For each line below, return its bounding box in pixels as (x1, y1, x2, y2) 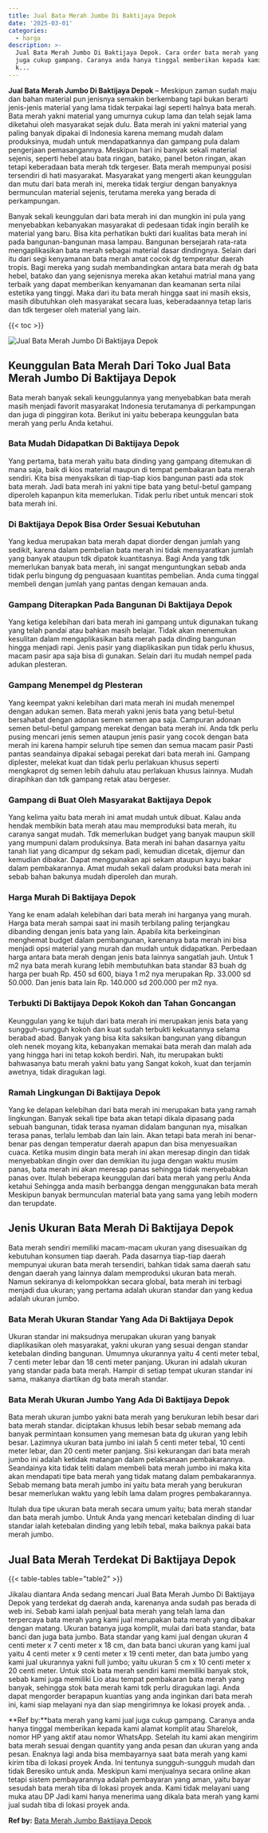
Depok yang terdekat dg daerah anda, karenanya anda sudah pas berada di (8, 1598, 257, 1608)
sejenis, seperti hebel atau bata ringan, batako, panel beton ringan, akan (8, 153, 246, 163)
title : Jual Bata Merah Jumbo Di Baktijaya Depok (8, 11, 177, 20)
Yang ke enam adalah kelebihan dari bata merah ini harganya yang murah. (8, 910, 251, 920)
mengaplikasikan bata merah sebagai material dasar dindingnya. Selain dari (8, 245, 257, 255)
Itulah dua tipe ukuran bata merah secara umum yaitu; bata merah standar (8, 1504, 253, 1514)
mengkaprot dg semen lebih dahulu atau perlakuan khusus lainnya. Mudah (8, 765, 254, 775)
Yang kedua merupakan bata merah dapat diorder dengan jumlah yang (8, 537, 241, 547)
